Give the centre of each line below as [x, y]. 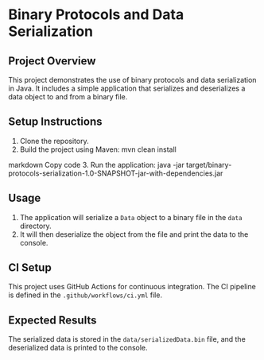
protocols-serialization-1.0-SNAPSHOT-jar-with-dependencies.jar [116, 173]
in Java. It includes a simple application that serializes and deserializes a [127, 88]
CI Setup [30, 268]
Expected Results [52, 320]
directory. [35, 226]
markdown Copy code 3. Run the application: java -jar [96, 165]
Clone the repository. [54, 141]
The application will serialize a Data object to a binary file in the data [131, 217]
